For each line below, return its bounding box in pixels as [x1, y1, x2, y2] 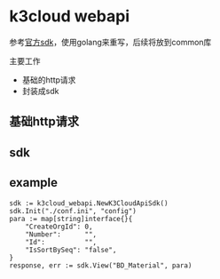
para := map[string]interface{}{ [9, 214, 133, 223]
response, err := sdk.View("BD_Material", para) [9, 260, 192, 270]
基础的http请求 [21, 74, 76, 85]
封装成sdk [21, 85, 59, 96]
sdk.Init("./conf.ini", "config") [9, 206, 137, 215]
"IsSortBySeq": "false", [25, 245, 117, 254]
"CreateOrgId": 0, [25, 222, 93, 231]
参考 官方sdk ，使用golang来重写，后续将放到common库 [9, 36, 212, 47]
